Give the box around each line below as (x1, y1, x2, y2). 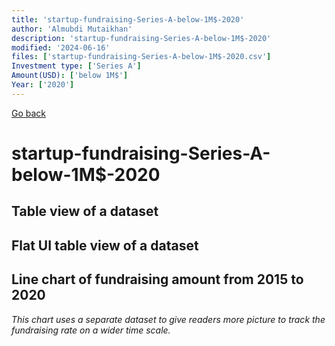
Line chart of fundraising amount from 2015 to (11, 271, 304, 288)
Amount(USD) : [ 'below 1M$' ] (11, 71, 129, 81)
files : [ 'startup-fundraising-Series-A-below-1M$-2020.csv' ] (11, 52, 272, 62)
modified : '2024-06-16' (11, 42, 111, 53)
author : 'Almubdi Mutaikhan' (11, 24, 133, 34)
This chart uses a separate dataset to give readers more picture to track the (11, 313, 326, 325)
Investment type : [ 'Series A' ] (11, 61, 142, 71)
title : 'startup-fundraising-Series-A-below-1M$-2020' (11, 14, 245, 25)
